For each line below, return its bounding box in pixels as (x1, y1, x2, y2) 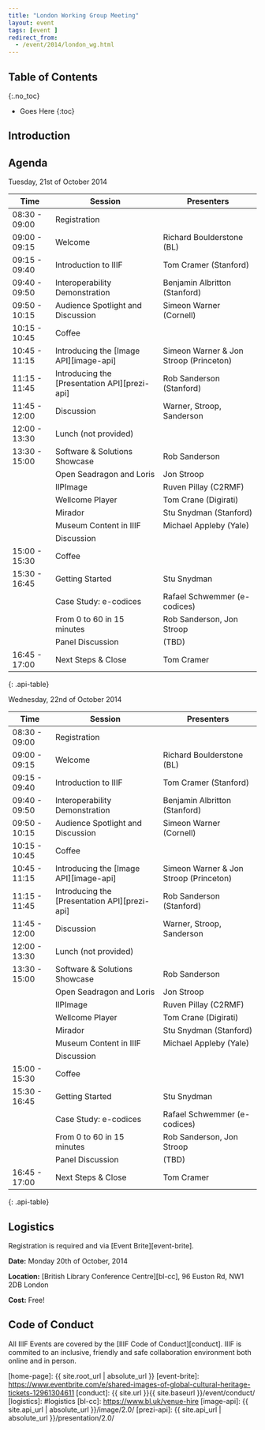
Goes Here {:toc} (19, 106, 75, 115)
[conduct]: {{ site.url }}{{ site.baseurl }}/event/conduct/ (76, 1387, 256, 1398)
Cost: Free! (8, 1295, 45, 1304)
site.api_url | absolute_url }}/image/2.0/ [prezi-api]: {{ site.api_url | (8, 1405, 222, 1414)
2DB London (8, 1280, 49, 1289)
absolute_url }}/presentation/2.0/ (8, 1413, 114, 1422)
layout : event (8, 19, 55, 27)
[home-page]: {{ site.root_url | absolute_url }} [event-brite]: (8, 1371, 200, 1380)
